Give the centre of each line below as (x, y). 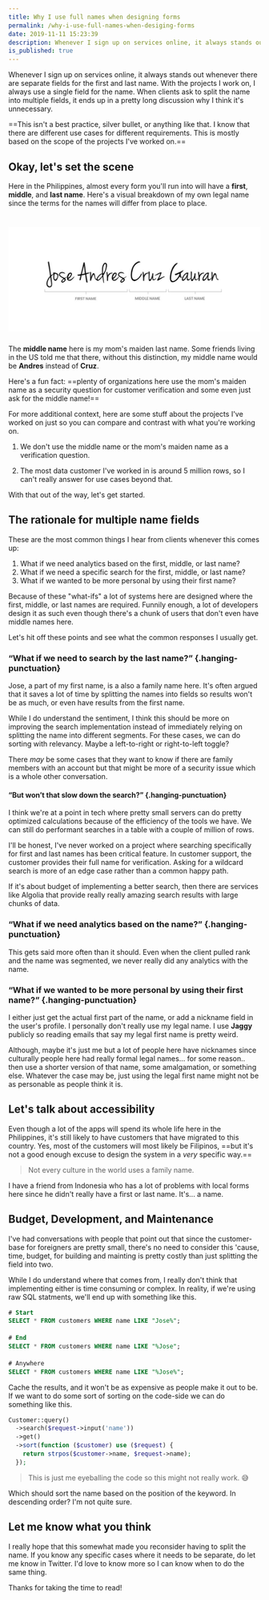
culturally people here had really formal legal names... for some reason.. (127, 1058)
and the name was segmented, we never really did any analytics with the (128, 961)
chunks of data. (34, 904)
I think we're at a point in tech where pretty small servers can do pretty (125, 813)
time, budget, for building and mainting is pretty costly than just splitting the (133, 1255)
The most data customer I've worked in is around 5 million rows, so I (132, 471)
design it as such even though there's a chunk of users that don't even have (133, 613)
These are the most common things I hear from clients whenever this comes (134, 539)
